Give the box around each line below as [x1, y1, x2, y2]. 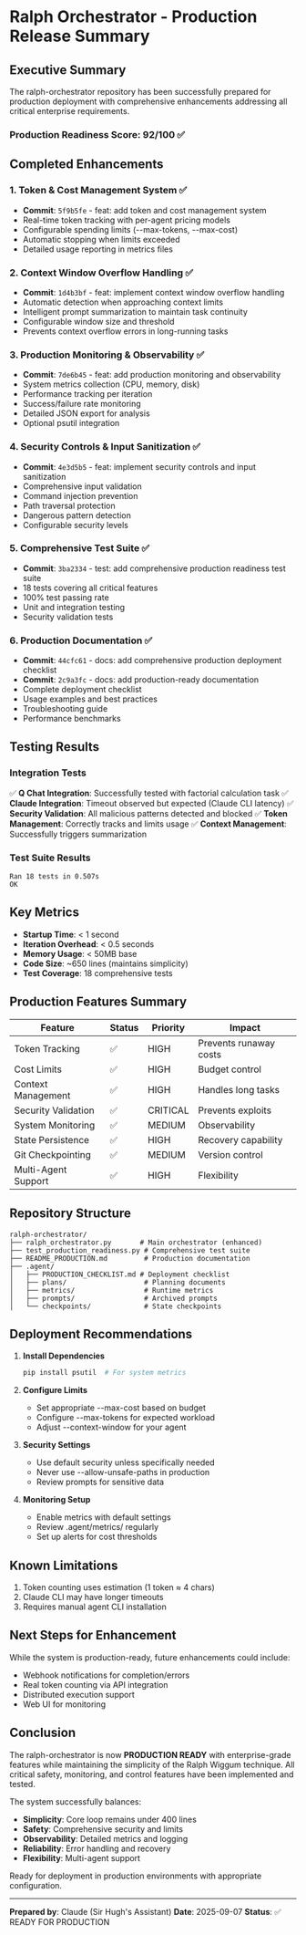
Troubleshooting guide [22, 703, 108, 714]
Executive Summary [9, 62, 127, 78]
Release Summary [9, 26, 150, 47]
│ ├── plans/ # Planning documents [9, 1277, 226, 1287]
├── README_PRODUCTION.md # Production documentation [9, 1254, 250, 1263]
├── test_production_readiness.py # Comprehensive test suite [9, 1245, 250, 1255]
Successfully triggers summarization [9, 828, 148, 839]
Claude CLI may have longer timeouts [22, 1592, 164, 1603]
